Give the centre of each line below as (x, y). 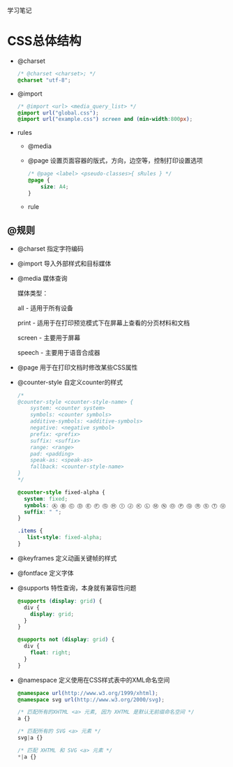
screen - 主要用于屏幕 (49, 337)
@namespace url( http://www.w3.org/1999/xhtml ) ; (88, 693)
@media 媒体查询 (42, 278)
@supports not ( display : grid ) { (66, 640)
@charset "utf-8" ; (44, 80)
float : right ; (51, 652)
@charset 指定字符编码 (50, 248)
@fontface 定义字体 (45, 573)
